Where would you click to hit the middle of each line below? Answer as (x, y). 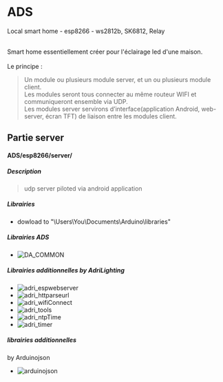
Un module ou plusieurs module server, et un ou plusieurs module (117, 79)
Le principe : (25, 66)
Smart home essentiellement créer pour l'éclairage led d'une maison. (105, 52)
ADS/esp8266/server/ (40, 155)
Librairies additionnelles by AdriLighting (66, 270)
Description (24, 171)
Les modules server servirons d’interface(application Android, (112, 109)
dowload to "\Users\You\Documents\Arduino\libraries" (94, 222)
